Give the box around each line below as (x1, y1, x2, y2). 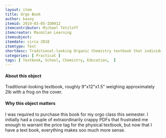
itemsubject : (5, 35, 32, 40)
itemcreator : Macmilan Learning (5, 30, 72, 35)
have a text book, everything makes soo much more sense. (5, 127, 125, 133)
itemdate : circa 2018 (5, 39, 50, 44)
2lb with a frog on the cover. (5, 89, 63, 95)
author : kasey (5, 16, 35, 21)
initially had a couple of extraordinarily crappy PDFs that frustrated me (5, 116, 148, 122)
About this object (5, 72, 41, 79)
